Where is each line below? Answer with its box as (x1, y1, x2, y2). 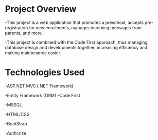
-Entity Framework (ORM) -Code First (5, 92, 80, 98)
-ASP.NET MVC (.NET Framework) (5, 83, 74, 89)
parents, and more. (5, 30, 43, 36)
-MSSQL (5, 101, 22, 108)
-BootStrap (5, 120, 28, 126)
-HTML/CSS (5, 111, 30, 117)
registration (5, 24, 28, 30)
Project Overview (5, 3, 77, 15)
